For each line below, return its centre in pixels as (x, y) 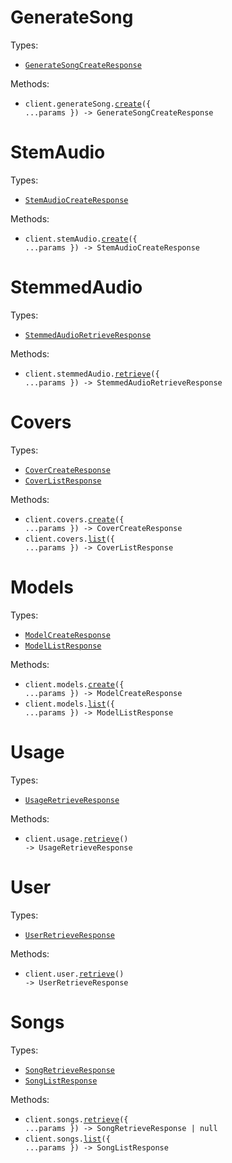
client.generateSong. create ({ (88, 104)
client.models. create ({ (74, 684)
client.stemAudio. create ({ (81, 239)
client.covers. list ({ (69, 539)
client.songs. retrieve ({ (76, 1119)
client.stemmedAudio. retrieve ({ (92, 374)
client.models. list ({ (69, 704)
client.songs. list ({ (67, 1139)
